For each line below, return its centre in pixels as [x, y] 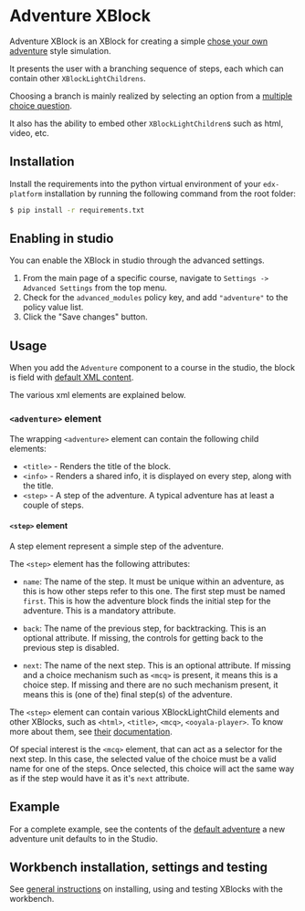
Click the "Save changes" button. [85, 317]
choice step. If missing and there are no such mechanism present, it [150, 685]
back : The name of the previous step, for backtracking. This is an [144, 628]
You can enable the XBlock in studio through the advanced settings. [137, 260]
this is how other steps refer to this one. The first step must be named [154, 591]
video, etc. [29, 132]
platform [26, 194]
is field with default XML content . [72, 377]
